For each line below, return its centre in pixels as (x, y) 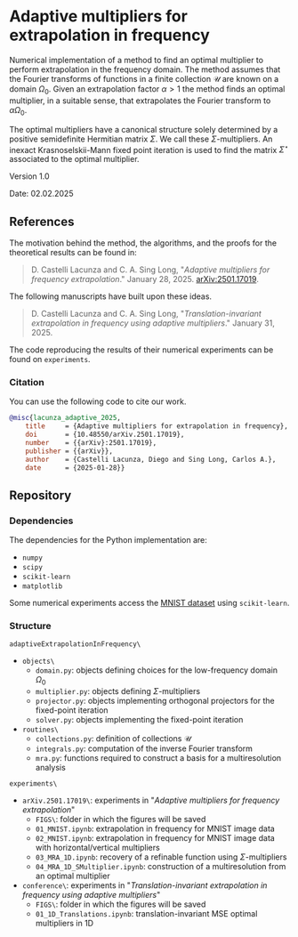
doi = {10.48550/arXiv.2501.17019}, (105, 435)
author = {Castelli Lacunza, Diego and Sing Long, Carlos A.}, (151, 459)
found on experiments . (50, 359)
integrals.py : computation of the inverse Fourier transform (144, 748)
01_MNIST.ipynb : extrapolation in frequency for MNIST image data (155, 828)
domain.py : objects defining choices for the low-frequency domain (157, 670)
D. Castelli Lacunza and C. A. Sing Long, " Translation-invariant (146, 314)
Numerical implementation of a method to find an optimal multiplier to (137, 60)
